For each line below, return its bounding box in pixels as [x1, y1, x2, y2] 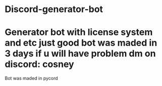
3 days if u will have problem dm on [5, 48, 156, 59]
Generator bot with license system [5, 27, 153, 38]
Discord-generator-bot [5, 4, 103, 15]
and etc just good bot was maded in [5, 37, 157, 49]
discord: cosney [5, 59, 74, 70]
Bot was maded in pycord [5, 75, 58, 81]
